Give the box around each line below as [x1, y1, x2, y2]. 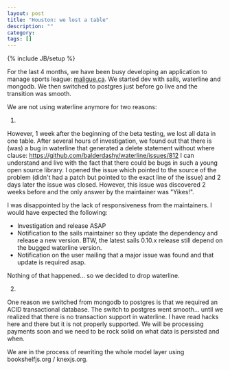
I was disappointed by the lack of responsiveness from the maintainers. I [7, 201, 213, 209]
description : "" [7, 23, 54, 30]
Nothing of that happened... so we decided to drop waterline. [7, 272, 180, 280]
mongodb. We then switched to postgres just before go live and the [7, 82, 198, 91]
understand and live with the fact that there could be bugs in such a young [7, 159, 218, 167]
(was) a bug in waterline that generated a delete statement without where [7, 144, 215, 152]
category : [7, 29, 36, 36]
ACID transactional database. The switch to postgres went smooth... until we [7, 305, 224, 314]
